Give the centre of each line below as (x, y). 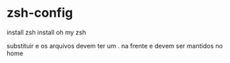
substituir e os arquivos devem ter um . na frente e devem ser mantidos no (115, 45)
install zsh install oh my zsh (46, 32)
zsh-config (40, 13)
